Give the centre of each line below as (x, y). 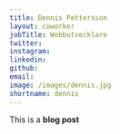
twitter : (26, 43)
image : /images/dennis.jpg (60, 85)
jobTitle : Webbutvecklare (58, 34)
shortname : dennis (44, 93)
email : (22, 77)
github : (24, 69)
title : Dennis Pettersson (58, 18)
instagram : (30, 52)
